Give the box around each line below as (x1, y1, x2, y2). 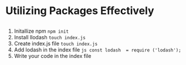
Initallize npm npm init (13, 28, 69, 35)
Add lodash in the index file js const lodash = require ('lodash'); (13, 46, 181, 53)
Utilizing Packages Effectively (5, 4, 154, 18)
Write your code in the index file (13, 52, 92, 59)
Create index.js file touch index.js (13, 40, 98, 47)
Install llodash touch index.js (13, 33, 86, 40)
